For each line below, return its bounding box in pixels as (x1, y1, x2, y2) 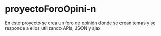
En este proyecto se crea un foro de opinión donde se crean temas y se (5, 20, 156, 26)
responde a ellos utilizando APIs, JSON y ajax (5, 25, 101, 31)
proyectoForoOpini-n (5, 3, 96, 15)
